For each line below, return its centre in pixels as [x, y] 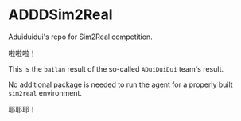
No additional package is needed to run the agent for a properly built [120, 84]
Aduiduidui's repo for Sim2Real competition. [80, 37]
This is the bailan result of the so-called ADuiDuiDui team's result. [116, 68]
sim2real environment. [45, 92]
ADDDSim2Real [60, 15]
